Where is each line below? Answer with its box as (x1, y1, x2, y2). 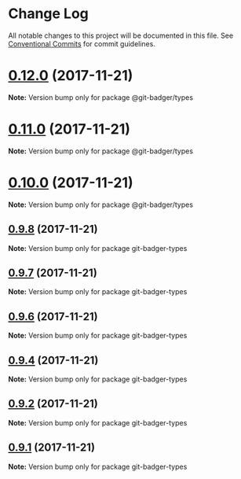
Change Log (8, 5, 89, 23)
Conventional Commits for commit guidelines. (8, 39, 155, 48)
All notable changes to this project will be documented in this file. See (8, 31, 234, 40)
